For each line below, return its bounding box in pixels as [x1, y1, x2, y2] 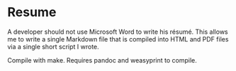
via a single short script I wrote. [7, 42, 99, 51]
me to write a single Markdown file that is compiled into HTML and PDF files [7, 34, 229, 43]
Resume [7, 4, 57, 20]
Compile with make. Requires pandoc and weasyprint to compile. [7, 56, 197, 64]
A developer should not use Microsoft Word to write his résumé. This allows [7, 27, 228, 36]
